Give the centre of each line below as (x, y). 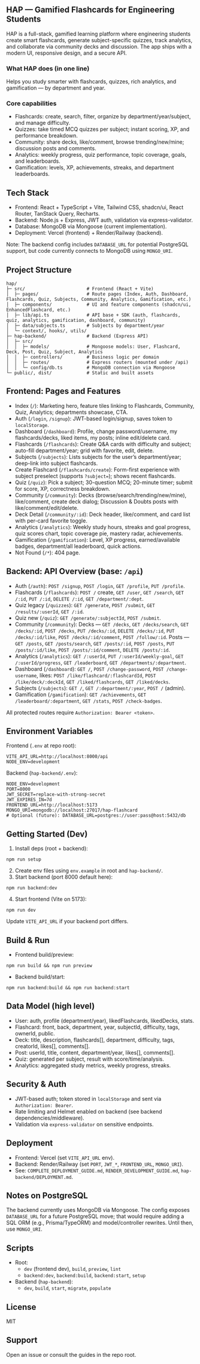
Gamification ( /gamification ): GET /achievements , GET (81, 694)
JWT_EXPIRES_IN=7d (29, 800)
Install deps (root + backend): (51, 849)
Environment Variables (50, 731)
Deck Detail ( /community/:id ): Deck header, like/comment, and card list (102, 514)
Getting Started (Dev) (47, 834)
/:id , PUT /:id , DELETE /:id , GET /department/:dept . (79, 599)
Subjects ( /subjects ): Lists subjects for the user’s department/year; (98, 456)
